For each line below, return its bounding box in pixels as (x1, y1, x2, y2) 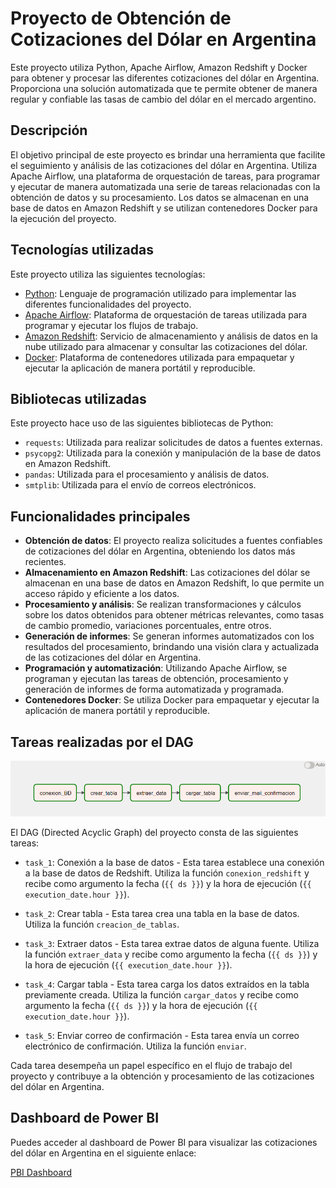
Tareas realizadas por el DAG (10, 733, 194, 751)
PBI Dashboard (10, 1166, 73, 1178)
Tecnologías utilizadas (10, 242, 154, 259)
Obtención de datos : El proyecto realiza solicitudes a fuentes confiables (24, 535, 323, 547)
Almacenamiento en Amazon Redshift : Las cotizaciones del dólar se (24, 567, 311, 579)
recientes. (24, 556, 67, 568)
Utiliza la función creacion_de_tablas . (24, 918, 180, 930)
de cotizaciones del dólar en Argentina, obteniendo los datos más (24, 545, 296, 557)
